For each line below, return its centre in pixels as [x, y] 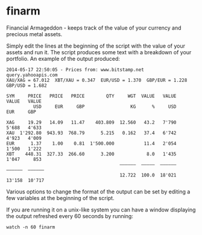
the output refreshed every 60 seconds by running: [70, 216]
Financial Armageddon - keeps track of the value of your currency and [94, 28]
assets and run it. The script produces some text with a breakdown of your [99, 52]
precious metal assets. [34, 34]
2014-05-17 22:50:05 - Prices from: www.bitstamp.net [75, 70]
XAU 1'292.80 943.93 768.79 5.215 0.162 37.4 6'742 [91, 133]
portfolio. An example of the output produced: [63, 58]
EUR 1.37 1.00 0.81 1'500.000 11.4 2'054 [91, 143]
